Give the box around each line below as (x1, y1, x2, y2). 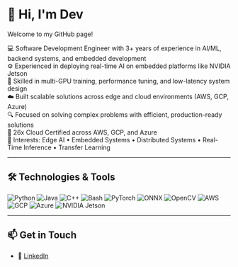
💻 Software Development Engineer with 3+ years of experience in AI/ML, (7, 44, 222, 52)
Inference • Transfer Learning (23, 143, 111, 152)
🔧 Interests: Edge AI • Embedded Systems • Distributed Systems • (7, 135, 202, 144)
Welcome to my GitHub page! (7, 30, 93, 38)
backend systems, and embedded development (7, 54, 147, 62)
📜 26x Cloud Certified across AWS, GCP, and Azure (7, 127, 157, 137)
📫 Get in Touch (7, 229, 77, 242)
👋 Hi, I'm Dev (7, 6, 84, 23)
